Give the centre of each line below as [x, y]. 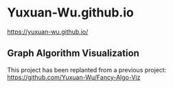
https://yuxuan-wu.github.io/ [48, 32]
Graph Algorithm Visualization [73, 53]
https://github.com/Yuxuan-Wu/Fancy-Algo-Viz [74, 77]
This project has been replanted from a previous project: [87, 69]
